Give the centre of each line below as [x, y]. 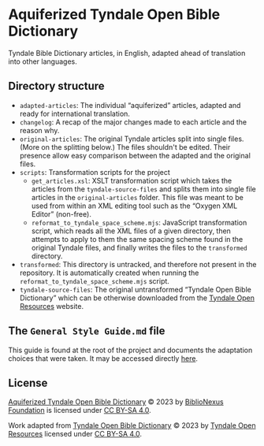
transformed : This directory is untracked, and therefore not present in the [138, 264]
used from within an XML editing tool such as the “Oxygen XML [134, 206]
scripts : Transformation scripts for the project [95, 172]
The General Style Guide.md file [87, 331]
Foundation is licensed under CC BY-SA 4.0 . [80, 411]
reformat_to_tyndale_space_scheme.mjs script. [94, 281]
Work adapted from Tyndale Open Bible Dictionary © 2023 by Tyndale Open [132, 426]
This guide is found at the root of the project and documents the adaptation [130, 350]
